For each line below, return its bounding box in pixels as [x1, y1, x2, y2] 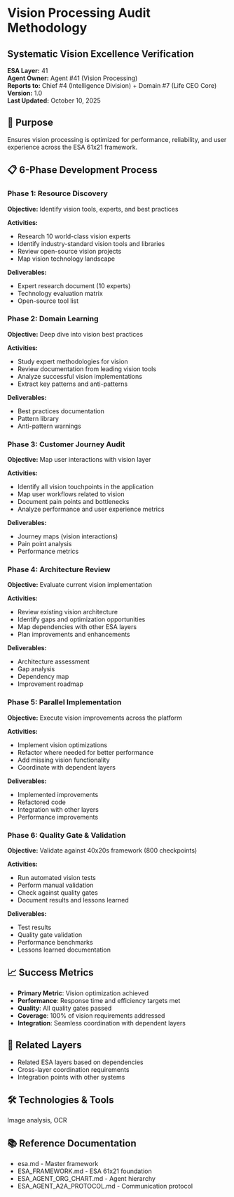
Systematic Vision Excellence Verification [7, 48, 194, 60]
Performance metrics [17, 547, 79, 556]
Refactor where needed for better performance [17, 748, 154, 756]
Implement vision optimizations [17, 740, 108, 749]
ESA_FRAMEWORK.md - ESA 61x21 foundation [17, 1167, 152, 1175]
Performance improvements [17, 813, 99, 821]
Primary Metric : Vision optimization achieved [17, 989, 149, 997]
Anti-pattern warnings [17, 422, 82, 430]
